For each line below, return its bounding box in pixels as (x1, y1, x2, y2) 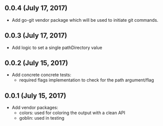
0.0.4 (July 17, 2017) (4, 4, 68, 12)
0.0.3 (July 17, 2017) (4, 32, 67, 40)
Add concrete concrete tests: (11, 72, 72, 78)
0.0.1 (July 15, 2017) (4, 91, 66, 100)
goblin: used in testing (19, 115, 65, 121)
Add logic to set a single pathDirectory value (11, 44, 102, 50)
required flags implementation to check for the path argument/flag (19, 77, 154, 83)
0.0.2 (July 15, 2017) (4, 59, 69, 67)
